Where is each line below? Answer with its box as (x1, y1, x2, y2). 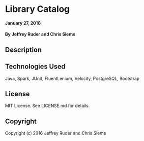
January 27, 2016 (5, 20, 41, 26)
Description (5, 45, 42, 54)
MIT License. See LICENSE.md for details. (5, 103, 90, 109)
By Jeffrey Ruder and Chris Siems (5, 31, 76, 37)
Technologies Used (5, 63, 65, 71)
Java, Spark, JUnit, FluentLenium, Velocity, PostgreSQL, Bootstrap (5, 75, 140, 81)
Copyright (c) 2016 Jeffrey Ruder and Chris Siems (5, 130, 106, 136)
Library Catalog (5, 3, 70, 15)
